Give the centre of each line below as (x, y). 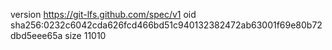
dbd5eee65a (36, 35)
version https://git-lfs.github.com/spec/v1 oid (103, 14)
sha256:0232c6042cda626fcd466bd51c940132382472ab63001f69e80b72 (166, 25)
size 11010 (85, 35)
